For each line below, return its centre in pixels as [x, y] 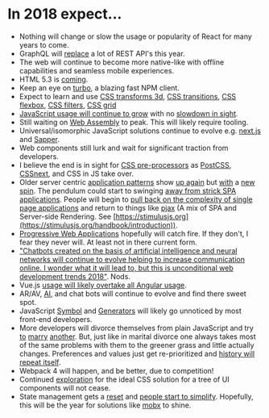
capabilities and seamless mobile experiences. [97, 70]
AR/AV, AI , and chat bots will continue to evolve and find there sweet [132, 293]
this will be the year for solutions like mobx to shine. [105, 405]
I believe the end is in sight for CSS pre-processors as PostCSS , [125, 165]
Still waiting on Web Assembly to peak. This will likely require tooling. [134, 122]
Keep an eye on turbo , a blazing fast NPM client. [99, 88]
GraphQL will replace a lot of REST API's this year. [102, 53]
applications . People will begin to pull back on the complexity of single [136, 199]
